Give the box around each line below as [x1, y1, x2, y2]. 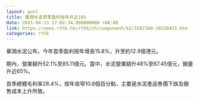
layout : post [6, 8, 39, 15]
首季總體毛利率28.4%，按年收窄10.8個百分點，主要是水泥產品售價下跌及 [6, 80, 184, 88]
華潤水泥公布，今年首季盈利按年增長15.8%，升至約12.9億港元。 [6, 48, 162, 55]
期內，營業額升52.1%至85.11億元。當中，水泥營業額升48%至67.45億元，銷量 [6, 60, 194, 67]
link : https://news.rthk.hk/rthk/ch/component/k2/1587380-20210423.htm [6, 25, 188, 31]
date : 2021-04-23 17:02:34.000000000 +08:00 [6, 20, 119, 25]
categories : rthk [6, 31, 49, 37]
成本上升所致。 [11, 88, 48, 95]
